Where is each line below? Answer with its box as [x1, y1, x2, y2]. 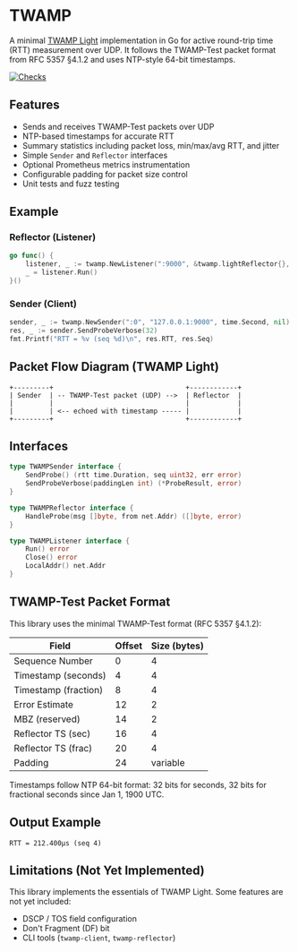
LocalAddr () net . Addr [25, 562, 106, 570]
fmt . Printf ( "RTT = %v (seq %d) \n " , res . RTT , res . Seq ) [9, 334, 215, 343]
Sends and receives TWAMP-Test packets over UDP [21, 121, 215, 132]
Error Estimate [13, 698, 74, 710]
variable [150, 756, 185, 768]
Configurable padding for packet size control [21, 168, 188, 179]
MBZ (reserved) [13, 713, 81, 725]
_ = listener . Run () [25, 268, 98, 278]
